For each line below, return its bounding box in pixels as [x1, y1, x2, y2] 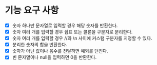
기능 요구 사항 [5, 5, 59, 16]
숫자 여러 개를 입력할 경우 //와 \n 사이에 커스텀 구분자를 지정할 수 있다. [12, 35, 152, 41]
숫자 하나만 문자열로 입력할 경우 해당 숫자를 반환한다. [12, 22, 118, 28]
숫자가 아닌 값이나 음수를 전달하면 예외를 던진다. [12, 48, 108, 54]
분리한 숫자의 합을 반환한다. [12, 42, 68, 48]
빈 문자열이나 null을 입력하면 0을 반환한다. [12, 54, 97, 60]
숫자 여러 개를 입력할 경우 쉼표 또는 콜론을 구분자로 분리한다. [12, 29, 133, 35]
